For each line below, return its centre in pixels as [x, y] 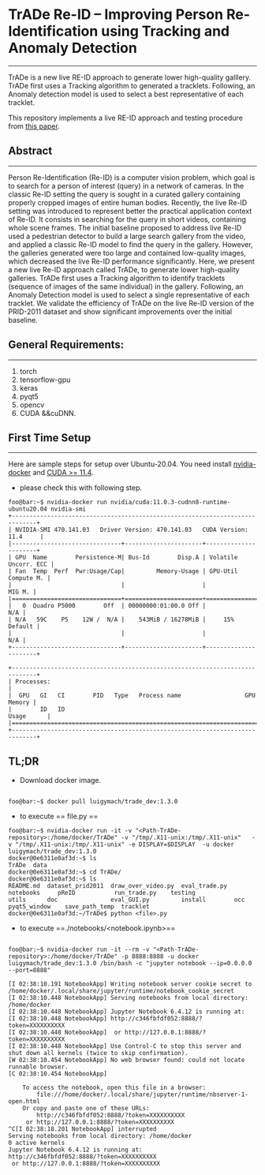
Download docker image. [60, 780]
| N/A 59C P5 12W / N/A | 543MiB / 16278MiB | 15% [121, 620]
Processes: [33, 682]
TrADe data [28, 866]
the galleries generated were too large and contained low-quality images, [127, 253]
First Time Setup [50, 438]
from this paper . [34, 126]
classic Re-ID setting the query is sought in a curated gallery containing [124, 194]
